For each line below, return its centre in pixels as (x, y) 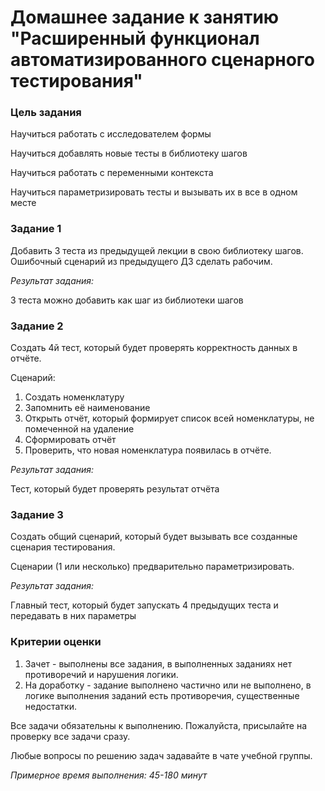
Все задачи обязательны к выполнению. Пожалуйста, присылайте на (159, 725)
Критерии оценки (56, 642)
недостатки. (50, 706)
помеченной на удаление (79, 429)
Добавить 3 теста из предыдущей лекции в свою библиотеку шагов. (157, 250)
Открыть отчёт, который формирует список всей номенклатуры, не (169, 418)
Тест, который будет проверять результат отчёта (115, 489)
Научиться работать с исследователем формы (111, 134)
